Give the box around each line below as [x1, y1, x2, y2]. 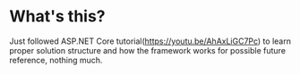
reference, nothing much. [9, 54, 103, 65]
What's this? [9, 6, 106, 27]
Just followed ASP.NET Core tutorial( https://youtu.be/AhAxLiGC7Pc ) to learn [9, 36, 291, 46]
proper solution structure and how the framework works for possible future [9, 45, 287, 55]
